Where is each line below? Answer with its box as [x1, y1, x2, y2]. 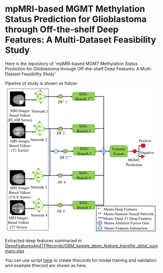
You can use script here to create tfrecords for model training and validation [5, 257, 157, 263]
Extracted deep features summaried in [5, 238, 82, 243]
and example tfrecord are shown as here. [5, 262, 87, 268]
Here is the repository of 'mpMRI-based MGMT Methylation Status [5, 61, 138, 66]
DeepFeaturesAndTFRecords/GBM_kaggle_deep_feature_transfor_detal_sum [5, 242, 158, 248]
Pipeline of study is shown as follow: [5, 80, 78, 86]
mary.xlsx [5, 248, 24, 254]
